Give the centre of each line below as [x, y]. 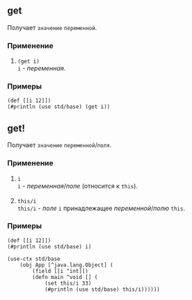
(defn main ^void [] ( [65, 277]
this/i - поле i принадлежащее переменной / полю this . [101, 208]
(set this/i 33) [68, 283]
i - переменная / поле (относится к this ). [77, 186]
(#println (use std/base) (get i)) [59, 107]
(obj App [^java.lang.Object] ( [66, 265]
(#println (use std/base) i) [49, 246]
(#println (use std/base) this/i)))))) [102, 289]
